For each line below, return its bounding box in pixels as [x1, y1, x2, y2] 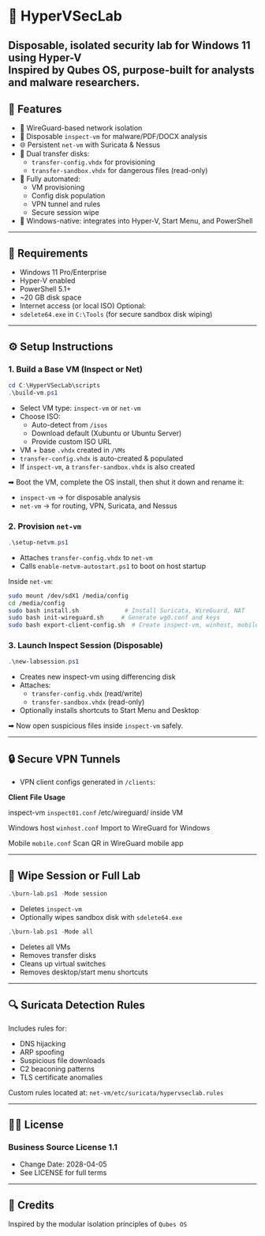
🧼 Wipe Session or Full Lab [8, 869, 141, 882]
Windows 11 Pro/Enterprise [19, 268, 107, 277]
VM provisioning [31, 183, 85, 192]
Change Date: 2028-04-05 [19, 1159, 108, 1169]
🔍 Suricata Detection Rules [8, 999, 146, 1012]
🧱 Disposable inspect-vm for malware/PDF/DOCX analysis [19, 132, 207, 141]
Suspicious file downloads [19, 1055, 106, 1065]
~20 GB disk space [19, 292, 82, 303]
